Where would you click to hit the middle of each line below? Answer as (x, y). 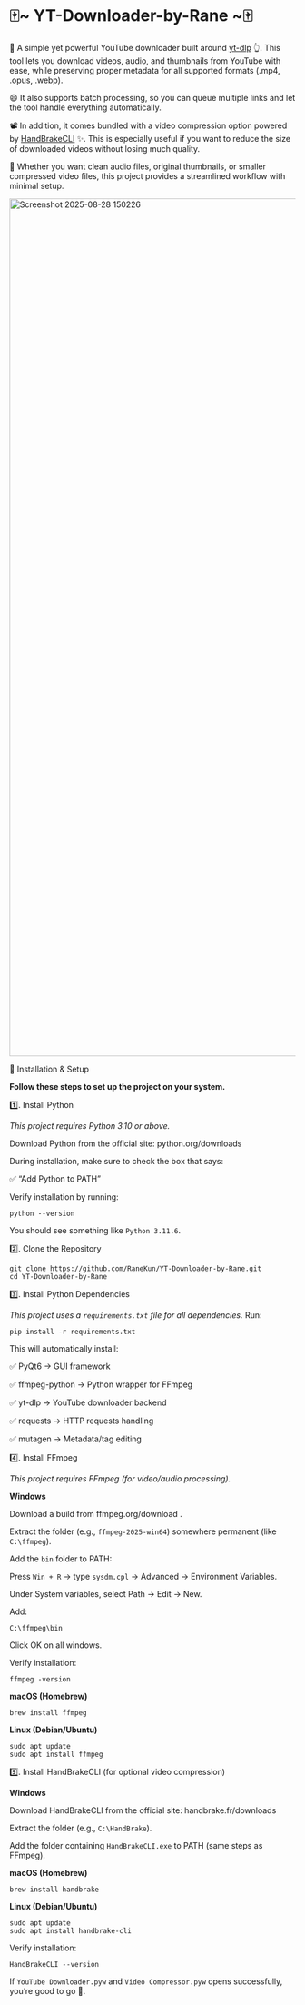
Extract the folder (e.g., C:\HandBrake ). (81, 1828)
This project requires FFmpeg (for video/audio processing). (120, 1478)
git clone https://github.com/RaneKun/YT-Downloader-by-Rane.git (135, 1268)
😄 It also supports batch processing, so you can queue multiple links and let (152, 97)
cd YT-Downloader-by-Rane (58, 1276)
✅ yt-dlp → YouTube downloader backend (88, 1402)
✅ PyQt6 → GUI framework (60, 1366)
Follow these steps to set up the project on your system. (117, 1086)
